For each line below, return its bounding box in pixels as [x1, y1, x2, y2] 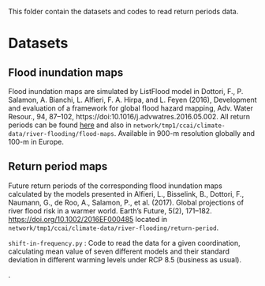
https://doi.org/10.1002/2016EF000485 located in [8, 214, 168, 224]
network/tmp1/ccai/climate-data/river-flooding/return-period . [8, 223, 219, 232]
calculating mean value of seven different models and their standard [8, 246, 230, 256]
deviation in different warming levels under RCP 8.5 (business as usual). [8, 254, 242, 264]
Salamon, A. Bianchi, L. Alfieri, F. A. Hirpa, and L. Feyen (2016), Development [8, 95, 258, 104]
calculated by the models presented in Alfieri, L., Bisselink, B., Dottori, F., [8, 189, 244, 198]
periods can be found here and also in [8, 120, 132, 130]
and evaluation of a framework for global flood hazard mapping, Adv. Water [8, 103, 254, 113]
